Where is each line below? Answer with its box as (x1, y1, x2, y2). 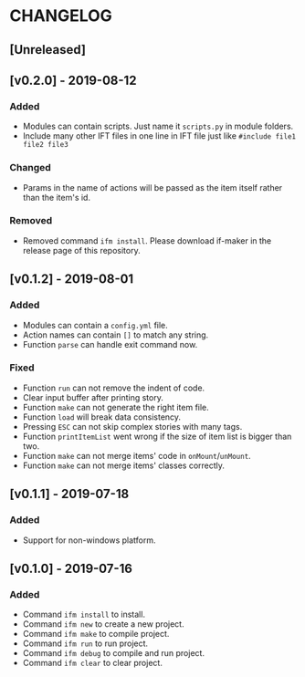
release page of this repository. (22, 245, 141, 255)
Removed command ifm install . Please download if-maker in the (22, 234, 272, 246)
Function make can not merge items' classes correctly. (22, 460, 226, 471)
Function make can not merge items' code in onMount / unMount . (22, 450, 251, 461)
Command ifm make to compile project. (22, 629, 170, 640)
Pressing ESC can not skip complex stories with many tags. (22, 421, 243, 432)
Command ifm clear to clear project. (22, 658, 163, 669)
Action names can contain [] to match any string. (22, 329, 209, 340)
